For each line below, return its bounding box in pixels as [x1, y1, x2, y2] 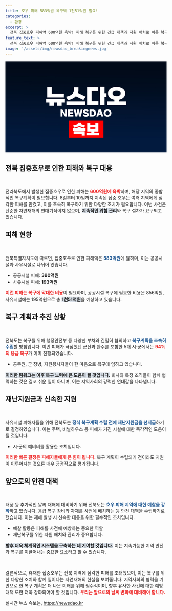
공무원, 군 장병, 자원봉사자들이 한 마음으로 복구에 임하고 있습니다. [12, 361, 143, 367]
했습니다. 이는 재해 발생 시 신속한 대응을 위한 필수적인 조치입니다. [5, 514, 135, 521]
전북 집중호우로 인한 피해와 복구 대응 [5, 163, 113, 172]
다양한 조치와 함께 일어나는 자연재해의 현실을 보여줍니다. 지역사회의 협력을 [10, 576, 159, 583]
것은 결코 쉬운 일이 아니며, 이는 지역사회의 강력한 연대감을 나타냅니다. [18, 378, 157, 384]
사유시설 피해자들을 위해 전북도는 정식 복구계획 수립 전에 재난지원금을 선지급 [5, 419, 156, 425]
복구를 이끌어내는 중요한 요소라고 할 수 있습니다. [10, 549, 106, 555]
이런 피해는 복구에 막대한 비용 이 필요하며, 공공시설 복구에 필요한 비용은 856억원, [5, 289, 164, 295]
